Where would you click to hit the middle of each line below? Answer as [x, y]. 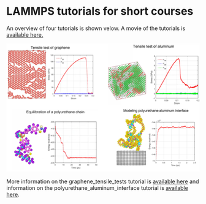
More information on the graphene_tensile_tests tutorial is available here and [103, 181]
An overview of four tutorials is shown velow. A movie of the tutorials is [96, 28]
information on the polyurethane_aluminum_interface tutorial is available [97, 188]
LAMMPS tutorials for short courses [100, 11]
